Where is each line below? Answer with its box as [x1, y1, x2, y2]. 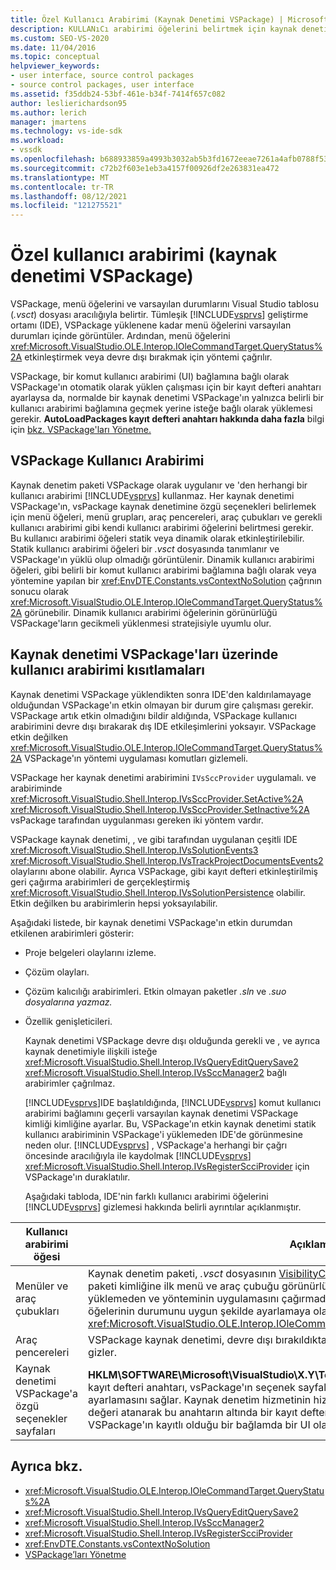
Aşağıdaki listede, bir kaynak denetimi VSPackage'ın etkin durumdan [10, 916, 293, 928]
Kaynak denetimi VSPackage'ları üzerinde [10, 646, 279, 663]
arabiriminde [10, 782, 63, 794]
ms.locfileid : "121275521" [10, 201, 123, 211]
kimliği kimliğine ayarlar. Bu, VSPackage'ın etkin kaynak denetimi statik [24, 1117, 317, 1130]
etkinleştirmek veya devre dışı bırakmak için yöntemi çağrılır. [24, 351, 273, 363]
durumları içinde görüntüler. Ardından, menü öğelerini [10, 330, 231, 342]
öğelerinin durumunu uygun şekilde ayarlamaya [88, 1304, 311, 1318]
